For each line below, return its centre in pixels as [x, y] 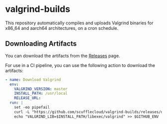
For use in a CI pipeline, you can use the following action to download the [80, 65]
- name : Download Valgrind [33, 80]
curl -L [22, 112]
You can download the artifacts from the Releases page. [63, 56]
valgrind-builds [38, 9]
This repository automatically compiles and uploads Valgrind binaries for [79, 23]
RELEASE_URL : [28, 98]
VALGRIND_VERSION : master [41, 89]
